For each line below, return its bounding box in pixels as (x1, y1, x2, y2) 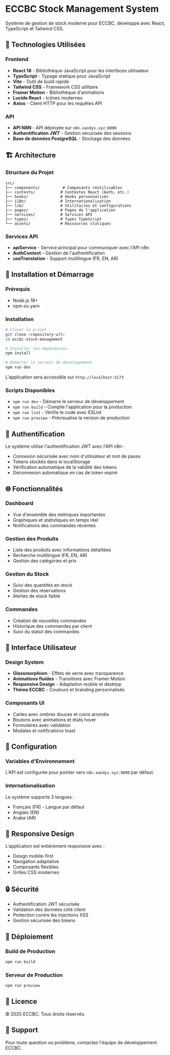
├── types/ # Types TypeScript (5, 216, 102, 222)
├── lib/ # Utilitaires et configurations (5, 203, 132, 208)
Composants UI (5, 700, 45, 707)
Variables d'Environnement (5, 758, 75, 765)
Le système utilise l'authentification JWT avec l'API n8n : (5, 443, 125, 449)
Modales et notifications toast (12, 727, 76, 733)
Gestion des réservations (12, 588, 66, 594)
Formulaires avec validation (12, 722, 71, 728)
